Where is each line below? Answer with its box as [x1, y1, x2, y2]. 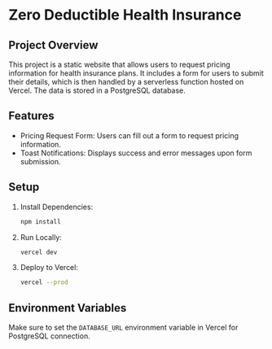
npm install [20, 217, 61, 225]
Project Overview [8, 38, 99, 52]
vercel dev [20, 248, 58, 256]
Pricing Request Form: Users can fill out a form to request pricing [20, 130, 239, 140]
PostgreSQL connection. [8, 331, 91, 341]
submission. [20, 156, 61, 166]
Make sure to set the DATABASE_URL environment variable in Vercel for [8, 323, 239, 333]
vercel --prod [20, 278, 68, 286]
